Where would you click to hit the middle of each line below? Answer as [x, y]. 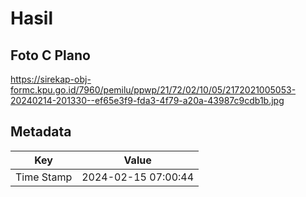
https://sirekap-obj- [51, 79]
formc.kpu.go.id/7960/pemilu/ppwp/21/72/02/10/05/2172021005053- [153, 90]
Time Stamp [44, 177]
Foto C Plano [50, 55]
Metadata [41, 132]
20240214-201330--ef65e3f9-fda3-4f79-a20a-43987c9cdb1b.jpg [147, 100]
